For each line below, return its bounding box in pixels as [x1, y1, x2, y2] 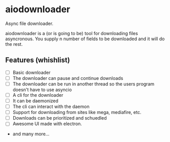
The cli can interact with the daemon [12, 103, 90, 110]
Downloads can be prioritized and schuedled [12, 115, 107, 121]
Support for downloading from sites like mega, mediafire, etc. [12, 109, 141, 116]
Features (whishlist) [5, 56, 70, 65]
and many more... [12, 131, 50, 137]
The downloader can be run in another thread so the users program [12, 80, 155, 87]
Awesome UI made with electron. [12, 121, 82, 127]
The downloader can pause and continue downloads [12, 75, 124, 81]
